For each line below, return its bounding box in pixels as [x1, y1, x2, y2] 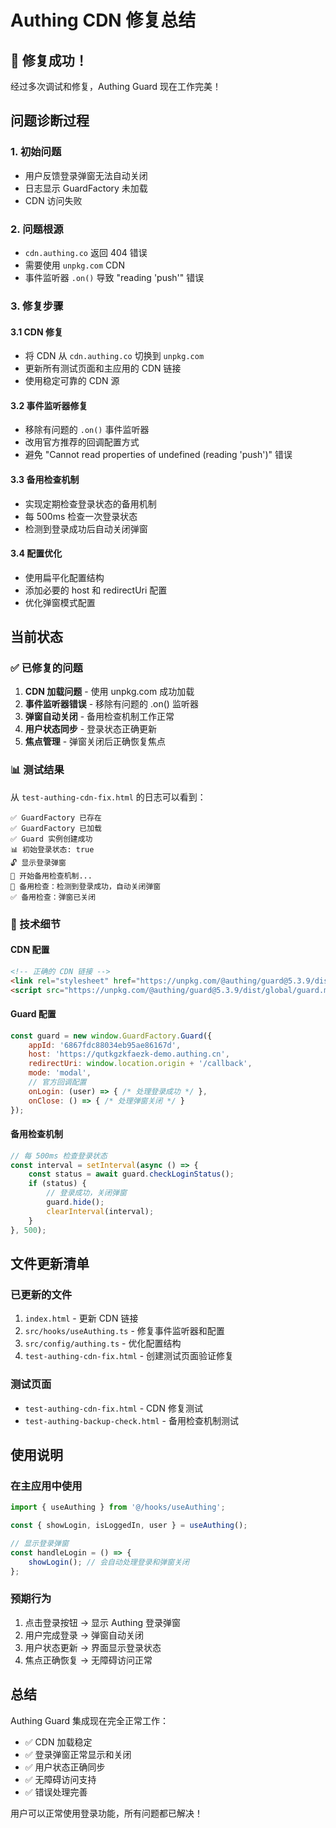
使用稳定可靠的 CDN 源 [24, 375, 120, 387]
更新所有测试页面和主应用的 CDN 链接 [24, 362, 182, 375]
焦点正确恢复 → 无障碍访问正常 [24, 1654, 153, 1666]
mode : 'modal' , [28, 1068, 92, 1078]
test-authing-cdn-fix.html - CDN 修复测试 [24, 1402, 203, 1414]
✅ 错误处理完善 [24, 1786, 88, 1798]
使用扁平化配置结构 [24, 571, 105, 583]
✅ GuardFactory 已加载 [10, 823, 102, 833]
